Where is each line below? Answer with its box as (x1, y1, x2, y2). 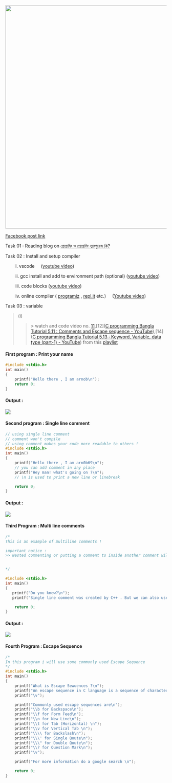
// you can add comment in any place (14, 465, 95, 470)
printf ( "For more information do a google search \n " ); (14, 759, 137, 764)
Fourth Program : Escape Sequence (5, 643, 82, 649)
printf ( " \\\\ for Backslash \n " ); (14, 731, 86, 736)
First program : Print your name (5, 351, 73, 357)
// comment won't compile (5, 436, 60, 442)
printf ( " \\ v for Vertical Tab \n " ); (14, 726, 93, 731)
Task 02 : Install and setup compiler (5, 253, 80, 259)
